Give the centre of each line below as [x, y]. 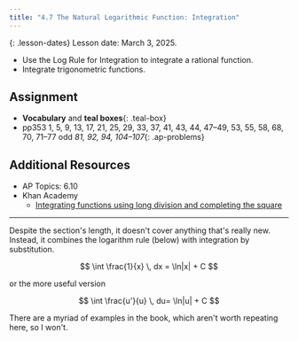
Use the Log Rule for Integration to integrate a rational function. [138, 59]
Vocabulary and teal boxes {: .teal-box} [94, 118]
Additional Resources [70, 165]
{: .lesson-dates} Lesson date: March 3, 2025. [93, 43]
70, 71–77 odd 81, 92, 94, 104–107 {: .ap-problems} [114, 137]
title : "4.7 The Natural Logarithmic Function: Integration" [125, 17]
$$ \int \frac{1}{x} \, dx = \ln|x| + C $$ [149, 267]
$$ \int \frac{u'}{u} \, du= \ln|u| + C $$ [149, 301]
